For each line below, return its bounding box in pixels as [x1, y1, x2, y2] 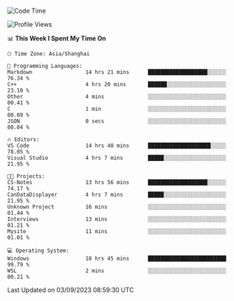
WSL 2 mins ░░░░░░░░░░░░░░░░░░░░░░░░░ [7, 267, 227, 274]
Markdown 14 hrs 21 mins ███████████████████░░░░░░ [7, 69, 227, 76]
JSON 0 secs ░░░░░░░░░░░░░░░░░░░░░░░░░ [7, 118, 227, 125]
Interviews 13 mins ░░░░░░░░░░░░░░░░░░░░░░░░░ [7, 216, 227, 223]
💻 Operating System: [7, 247, 70, 254]
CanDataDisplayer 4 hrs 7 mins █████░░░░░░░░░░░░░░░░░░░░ [7, 191, 227, 198]
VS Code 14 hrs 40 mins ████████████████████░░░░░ [7, 142, 227, 149]
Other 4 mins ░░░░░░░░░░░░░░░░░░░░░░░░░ [7, 93, 227, 100]
